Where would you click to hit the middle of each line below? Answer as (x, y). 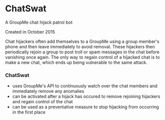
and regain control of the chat (42, 102)
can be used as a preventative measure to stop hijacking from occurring (85, 107)
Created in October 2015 (30, 32)
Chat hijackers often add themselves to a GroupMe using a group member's (82, 41)
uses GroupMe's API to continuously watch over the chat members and (85, 86)
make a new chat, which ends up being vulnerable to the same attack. (76, 62)
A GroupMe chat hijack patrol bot (39, 22)
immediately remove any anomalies (48, 91)
